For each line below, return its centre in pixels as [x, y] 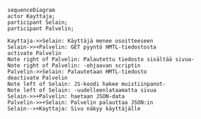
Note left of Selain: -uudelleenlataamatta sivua [82, 90]
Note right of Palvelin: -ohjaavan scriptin [74, 65]
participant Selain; [38, 23]
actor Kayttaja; [31, 16]
